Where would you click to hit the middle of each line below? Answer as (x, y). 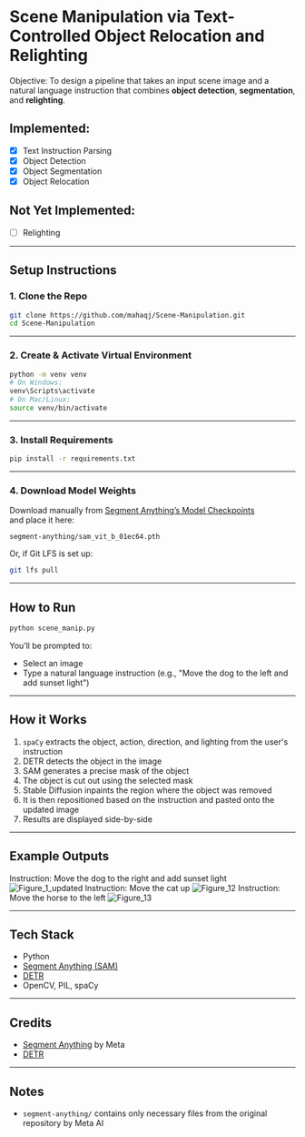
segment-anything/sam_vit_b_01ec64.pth (85, 537)
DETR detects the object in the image (92, 761)
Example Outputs (59, 856)
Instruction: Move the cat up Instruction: (182, 888)
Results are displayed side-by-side (87, 819)
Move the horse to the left (58, 898)
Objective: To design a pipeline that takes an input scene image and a (139, 80)
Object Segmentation (62, 171)
